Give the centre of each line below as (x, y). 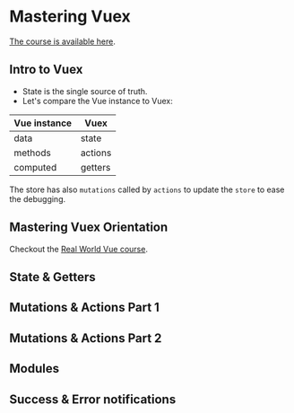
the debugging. (37, 198)
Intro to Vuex (46, 70)
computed (35, 167)
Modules (35, 369)
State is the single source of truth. (85, 91)
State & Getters (52, 277)
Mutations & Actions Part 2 (86, 338)
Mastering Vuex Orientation (89, 228)
